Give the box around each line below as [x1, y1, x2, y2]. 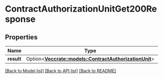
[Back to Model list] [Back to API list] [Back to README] [5, 68, 116, 74]
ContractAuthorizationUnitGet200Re [5, 3, 157, 15]
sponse [5, 14, 36, 25]
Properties [5, 33, 38, 41]
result [7, 56, 22, 62]
